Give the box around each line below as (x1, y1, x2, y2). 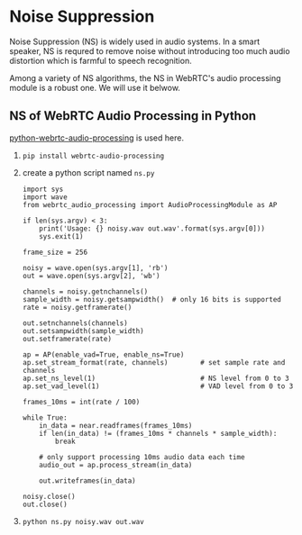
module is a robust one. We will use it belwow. (9, 82, 180, 93)
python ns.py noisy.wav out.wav (22, 517, 144, 526)
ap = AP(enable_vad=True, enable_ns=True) (22, 349, 185, 359)
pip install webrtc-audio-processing (22, 151, 165, 160)
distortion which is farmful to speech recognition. (9, 55, 192, 66)
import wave (22, 192, 68, 202)
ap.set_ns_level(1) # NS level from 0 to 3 (22, 374, 290, 383)
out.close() (22, 500, 68, 509)
